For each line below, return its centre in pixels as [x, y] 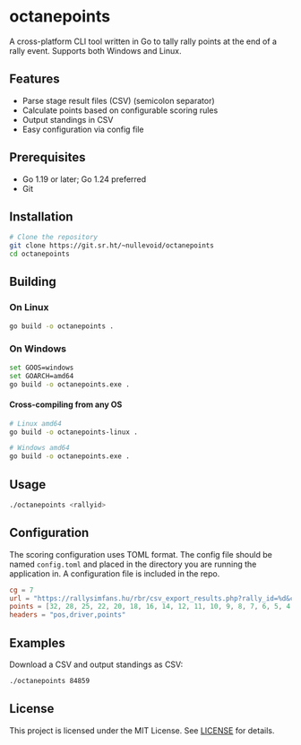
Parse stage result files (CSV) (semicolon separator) [118, 100]
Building [33, 282]
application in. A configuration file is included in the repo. [115, 573]
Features [34, 79]
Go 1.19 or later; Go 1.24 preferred [84, 179]
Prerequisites [47, 157]
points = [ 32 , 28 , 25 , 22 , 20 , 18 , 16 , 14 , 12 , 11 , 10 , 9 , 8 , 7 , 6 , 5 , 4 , [152, 607]
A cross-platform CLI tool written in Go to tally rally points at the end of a [143, 41]
